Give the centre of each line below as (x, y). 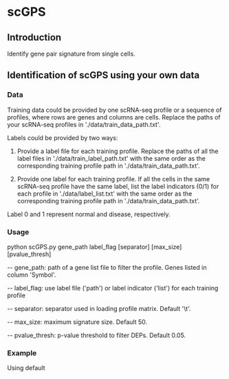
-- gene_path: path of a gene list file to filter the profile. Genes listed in (107, 267)
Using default (26, 368)
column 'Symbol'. (32, 275)
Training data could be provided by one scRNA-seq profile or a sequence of (115, 110)
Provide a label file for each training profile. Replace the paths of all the (118, 151)
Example (22, 353)
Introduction (34, 37)
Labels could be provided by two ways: (63, 137)
